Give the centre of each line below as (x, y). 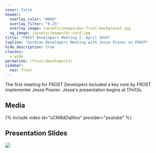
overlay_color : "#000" (33, 19)
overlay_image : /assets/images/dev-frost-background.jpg (70, 28)
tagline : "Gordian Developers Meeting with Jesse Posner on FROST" (77, 42)
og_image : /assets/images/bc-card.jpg (50, 33)
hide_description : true (30, 47)
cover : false (19, 10)
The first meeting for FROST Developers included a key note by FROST (78, 84)
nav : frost (21, 70)
